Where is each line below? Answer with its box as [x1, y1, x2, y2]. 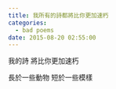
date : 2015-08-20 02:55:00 [8, 33, 96, 42]
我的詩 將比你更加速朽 [8, 56, 79, 65]
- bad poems [15, 26, 55, 34]
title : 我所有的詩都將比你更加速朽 [8, 11, 109, 20]
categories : [8, 19, 47, 27]
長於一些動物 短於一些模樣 [8, 72, 92, 83]
